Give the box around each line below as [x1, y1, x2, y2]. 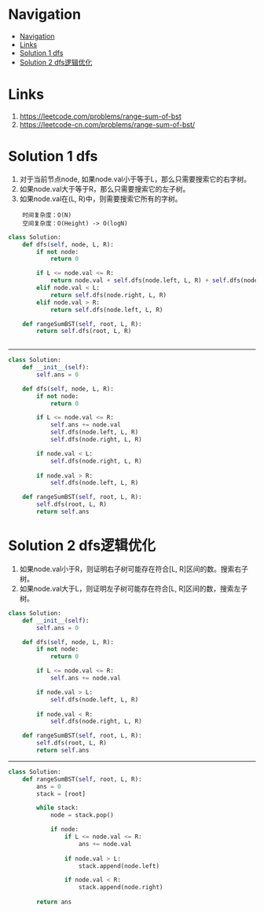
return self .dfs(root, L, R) [36, 328, 132, 335]
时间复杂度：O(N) [22, 211, 72, 219]
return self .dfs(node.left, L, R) [49, 306, 163, 313]
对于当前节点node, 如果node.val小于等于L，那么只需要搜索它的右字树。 [19, 174, 251, 184]
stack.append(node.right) [78, 884, 163, 892]
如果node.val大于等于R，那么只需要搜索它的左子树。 [19, 184, 190, 193]
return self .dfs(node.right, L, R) [49, 291, 167, 299]
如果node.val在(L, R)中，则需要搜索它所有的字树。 [19, 194, 182, 203]
